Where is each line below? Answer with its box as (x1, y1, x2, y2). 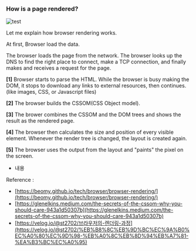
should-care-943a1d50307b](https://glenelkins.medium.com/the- (14, 206, 174, 213)
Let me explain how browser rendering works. (6, 29, 117, 36)
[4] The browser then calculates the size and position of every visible (6, 128, 174, 136)
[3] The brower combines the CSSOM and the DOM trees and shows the (6, 111, 181, 118)
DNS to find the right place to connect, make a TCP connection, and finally (6, 58, 187, 66)
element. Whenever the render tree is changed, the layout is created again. (6, 135, 187, 142)
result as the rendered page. (6, 117, 75, 124)
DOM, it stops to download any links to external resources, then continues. (6, 82, 187, 89)
